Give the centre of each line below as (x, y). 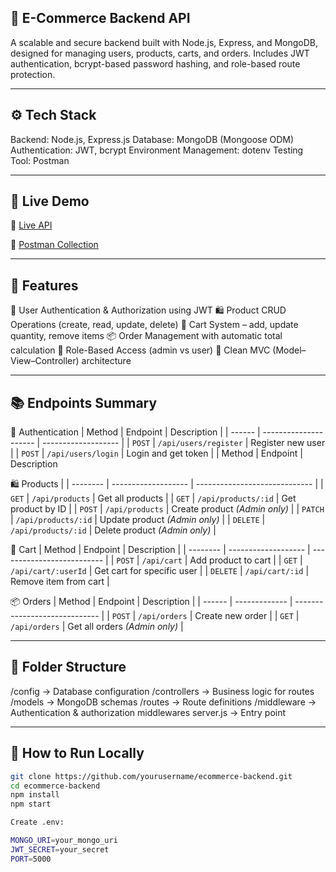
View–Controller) (45, 361)
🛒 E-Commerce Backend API (100, 18)
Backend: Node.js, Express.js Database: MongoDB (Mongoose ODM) (152, 139)
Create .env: (37, 822)
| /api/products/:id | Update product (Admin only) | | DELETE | (138, 520)
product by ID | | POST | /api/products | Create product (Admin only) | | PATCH (167, 509)
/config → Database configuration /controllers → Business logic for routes (162, 691)
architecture (106, 361)
